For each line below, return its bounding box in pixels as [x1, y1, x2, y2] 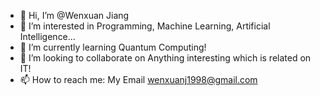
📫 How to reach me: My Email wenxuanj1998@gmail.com [19, 74, 258, 85]
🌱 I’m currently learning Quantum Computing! [19, 41, 207, 53]
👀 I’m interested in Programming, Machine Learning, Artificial [19, 20, 271, 32]
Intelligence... [19, 31, 76, 42]
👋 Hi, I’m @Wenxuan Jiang [19, 10, 130, 21]
